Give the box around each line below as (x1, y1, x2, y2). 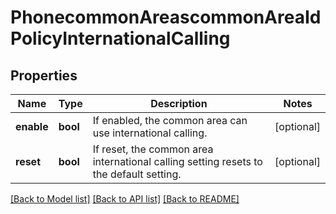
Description (150, 97, 208, 110)
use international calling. (92, 126, 208, 140)
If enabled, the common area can (92, 114, 248, 127)
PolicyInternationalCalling (10, 27, 231, 50)
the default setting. (92, 167, 182, 181)
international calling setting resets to (92, 155, 263, 168)
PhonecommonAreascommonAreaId (10, 6, 322, 29)
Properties (10, 67, 78, 84)
